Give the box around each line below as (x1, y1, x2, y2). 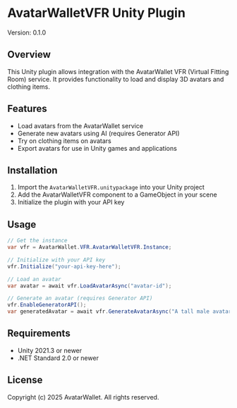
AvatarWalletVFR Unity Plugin (7, 5, 186, 21)
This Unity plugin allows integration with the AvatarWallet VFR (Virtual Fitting (7, 67, 229, 75)
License (7, 374, 43, 386)
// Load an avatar (7, 276, 61, 283)
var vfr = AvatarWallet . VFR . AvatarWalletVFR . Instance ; (7, 244, 172, 251)
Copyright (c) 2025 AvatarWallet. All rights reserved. (7, 392, 159, 401)
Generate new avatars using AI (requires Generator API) (17, 129, 180, 137)
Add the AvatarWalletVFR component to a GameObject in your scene (17, 190, 217, 199)
